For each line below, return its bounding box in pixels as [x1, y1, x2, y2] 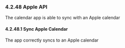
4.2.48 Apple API [5, 3, 48, 10]
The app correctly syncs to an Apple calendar [5, 37, 99, 43]
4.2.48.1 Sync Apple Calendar [5, 26, 68, 32]
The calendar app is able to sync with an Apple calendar [5, 15, 121, 21]
